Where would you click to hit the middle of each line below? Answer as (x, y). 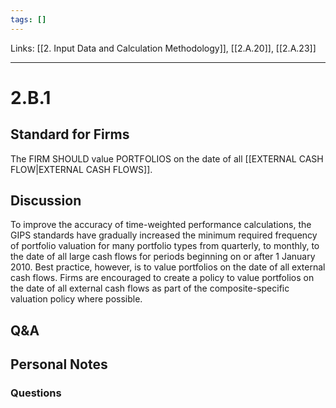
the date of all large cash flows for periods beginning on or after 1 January (163, 257)
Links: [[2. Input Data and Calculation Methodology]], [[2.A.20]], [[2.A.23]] (163, 48)
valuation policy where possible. (76, 299)
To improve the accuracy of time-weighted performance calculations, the (161, 225)
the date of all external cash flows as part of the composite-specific (150, 288)
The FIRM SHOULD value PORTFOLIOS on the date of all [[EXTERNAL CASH (167, 158)
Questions (36, 393)
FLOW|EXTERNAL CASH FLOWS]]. (81, 169)
